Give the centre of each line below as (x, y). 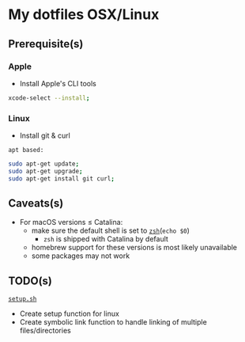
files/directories (45, 331)
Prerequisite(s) (46, 44)
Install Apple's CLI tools (58, 83)
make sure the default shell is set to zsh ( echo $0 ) (110, 230)
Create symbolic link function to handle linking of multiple (113, 322)
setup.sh (23, 299)
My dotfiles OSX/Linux (84, 15)
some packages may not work (81, 256)
